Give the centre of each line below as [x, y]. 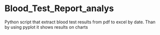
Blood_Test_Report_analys [59, 9]
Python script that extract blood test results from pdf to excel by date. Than [80, 22]
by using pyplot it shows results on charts [46, 27]
